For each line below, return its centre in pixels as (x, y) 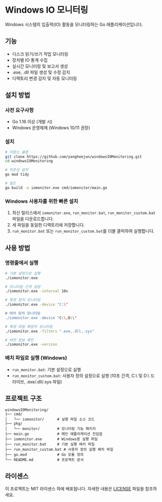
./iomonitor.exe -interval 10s (37, 291)
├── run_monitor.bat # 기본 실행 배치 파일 (50, 444)
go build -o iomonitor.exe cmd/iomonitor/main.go (56, 188)
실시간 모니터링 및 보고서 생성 (40, 66)
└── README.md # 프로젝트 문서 (44, 460)
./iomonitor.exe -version (31, 345)
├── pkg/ (14, 424)
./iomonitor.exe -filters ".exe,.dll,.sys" (50, 331)
